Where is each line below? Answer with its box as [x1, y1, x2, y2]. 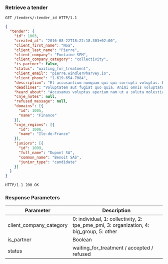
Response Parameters [5, 194, 60, 201]
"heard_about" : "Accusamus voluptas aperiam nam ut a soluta [14, 89, 144, 94]
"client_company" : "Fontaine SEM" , [14, 52, 88, 57]
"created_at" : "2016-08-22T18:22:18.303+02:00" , [14, 38, 117, 43]
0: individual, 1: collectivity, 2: [72, 215, 142, 222]
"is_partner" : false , [14, 62, 59, 67]
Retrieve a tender [5, 4, 48, 11]
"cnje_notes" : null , [14, 94, 57, 99]
